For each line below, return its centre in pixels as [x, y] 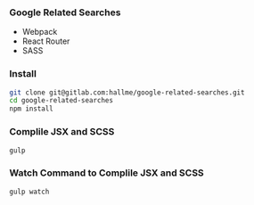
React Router [46, 41]
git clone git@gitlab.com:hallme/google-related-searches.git [127, 92]
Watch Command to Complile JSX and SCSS [107, 173]
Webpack [40, 32]
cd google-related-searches [61, 101]
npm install [31, 109]
